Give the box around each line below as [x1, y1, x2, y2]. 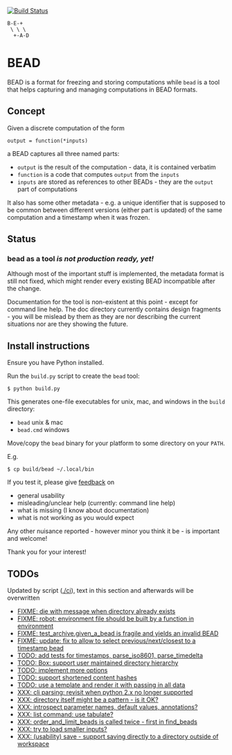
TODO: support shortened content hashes [17, 673, 137, 682]
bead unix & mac [17, 418, 64, 426]
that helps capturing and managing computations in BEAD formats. [7, 85, 198, 94]
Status [7, 233, 37, 245]
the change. [7, 284, 42, 293]
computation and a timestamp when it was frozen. [7, 213, 150, 221]
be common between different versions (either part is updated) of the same [7, 205, 223, 214]
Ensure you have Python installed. [7, 358, 104, 367]
